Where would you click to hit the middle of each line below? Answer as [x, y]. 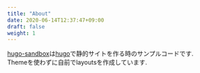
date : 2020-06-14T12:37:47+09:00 [56, 20]
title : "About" [29, 14]
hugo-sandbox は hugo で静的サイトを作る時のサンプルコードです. [100, 54]
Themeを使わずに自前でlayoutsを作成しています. [77, 63]
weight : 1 [22, 33]
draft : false [26, 26]
